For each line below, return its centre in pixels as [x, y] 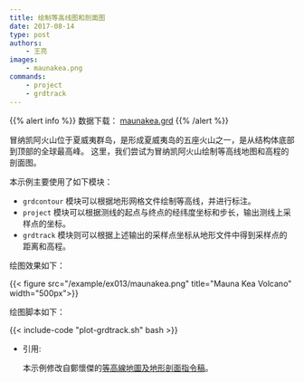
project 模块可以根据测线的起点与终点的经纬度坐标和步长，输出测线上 [152, 212]
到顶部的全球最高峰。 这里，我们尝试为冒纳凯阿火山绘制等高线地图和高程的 [149, 151]
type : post [30, 34]
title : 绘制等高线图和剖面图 [57, 18]
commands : [28, 77]
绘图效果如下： [37, 265]
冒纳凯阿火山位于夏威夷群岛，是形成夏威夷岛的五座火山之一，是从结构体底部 [152, 139]
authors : [26, 43]
